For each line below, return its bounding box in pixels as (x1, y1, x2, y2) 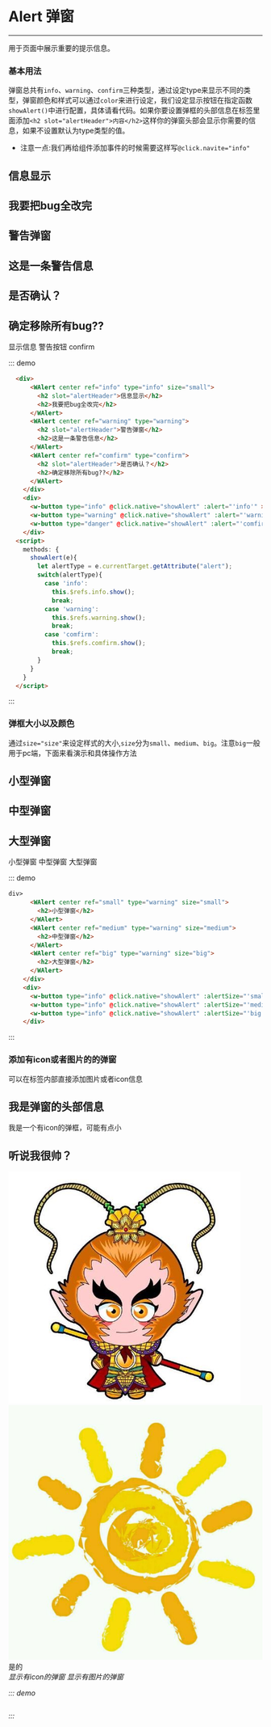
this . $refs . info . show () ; (51, 588, 135, 596)
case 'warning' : (44, 605, 99, 613)
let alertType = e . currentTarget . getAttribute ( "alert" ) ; (37, 563, 232, 571)
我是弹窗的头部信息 (8, 1100, 104, 1113)
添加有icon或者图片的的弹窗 (8, 1054, 117, 1066)
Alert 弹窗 (8, 7, 75, 26)
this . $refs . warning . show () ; (51, 614, 147, 622)
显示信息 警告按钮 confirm (8, 342, 95, 352)
